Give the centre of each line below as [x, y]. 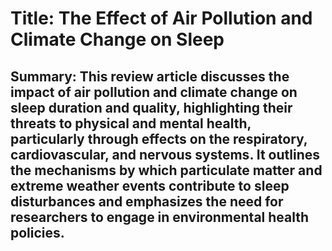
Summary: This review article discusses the [150, 76]
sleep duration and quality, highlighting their [151, 107]
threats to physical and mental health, [131, 123]
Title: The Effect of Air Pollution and [161, 18]
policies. [37, 232]
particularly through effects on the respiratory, [159, 138]
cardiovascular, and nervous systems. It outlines [165, 154]
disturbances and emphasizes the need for [147, 201]
